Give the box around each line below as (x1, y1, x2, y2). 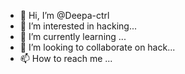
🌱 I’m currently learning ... (19, 31, 127, 42)
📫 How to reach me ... (19, 53, 113, 64)
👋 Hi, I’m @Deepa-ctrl (19, 10, 110, 21)
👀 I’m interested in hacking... (19, 20, 137, 32)
